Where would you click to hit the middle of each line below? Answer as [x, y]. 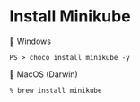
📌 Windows [31, 41]
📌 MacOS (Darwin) [44, 74]
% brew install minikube [56, 90]
